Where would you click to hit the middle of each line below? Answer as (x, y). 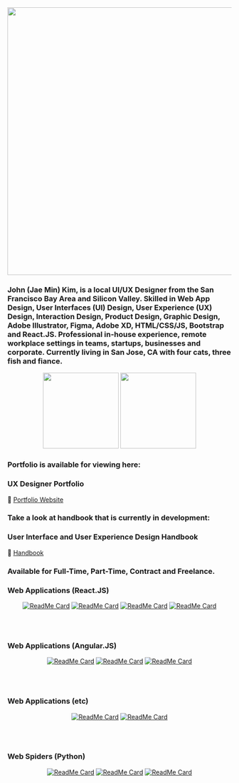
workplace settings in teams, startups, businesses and (104, 343)
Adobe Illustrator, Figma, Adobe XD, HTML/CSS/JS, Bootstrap (116, 325)
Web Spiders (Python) (46, 757)
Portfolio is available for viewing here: (74, 465)
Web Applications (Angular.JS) (62, 645)
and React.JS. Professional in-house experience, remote (107, 334)
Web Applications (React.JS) (58, 590)
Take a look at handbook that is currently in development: (109, 518)
